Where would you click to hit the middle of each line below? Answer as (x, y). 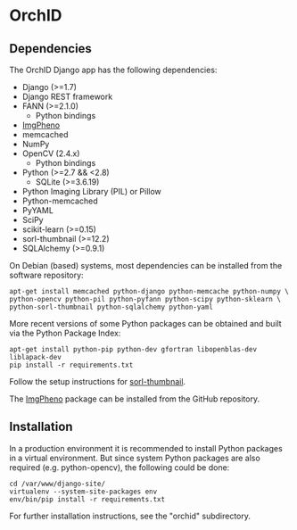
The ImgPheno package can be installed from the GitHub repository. (135, 399)
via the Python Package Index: (65, 333)
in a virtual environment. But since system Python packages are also (135, 458)
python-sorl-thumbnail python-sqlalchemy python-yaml (111, 307)
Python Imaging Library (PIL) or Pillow (92, 191)
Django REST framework (67, 96)
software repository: (46, 275)
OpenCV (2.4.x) (51, 153)
